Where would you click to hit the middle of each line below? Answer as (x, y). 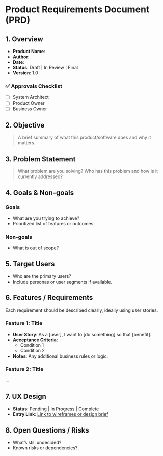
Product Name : (29, 51)
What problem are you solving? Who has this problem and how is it (88, 171)
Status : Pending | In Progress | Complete (56, 409)
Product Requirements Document (77, 9)
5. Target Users (30, 264)
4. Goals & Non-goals (40, 193)
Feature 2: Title (24, 369)
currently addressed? (40, 176)
